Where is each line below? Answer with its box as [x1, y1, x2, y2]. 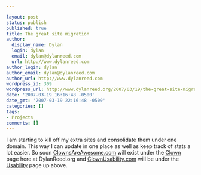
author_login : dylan [6, 64, 58, 70]
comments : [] [6, 120, 39, 126]
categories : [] [6, 103, 44, 109]
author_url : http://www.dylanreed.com [6, 76, 103, 82]
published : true [6, 25, 47, 31]
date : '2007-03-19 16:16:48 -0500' [6, 92, 95, 98]
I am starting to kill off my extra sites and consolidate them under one [6, 136, 178, 144]
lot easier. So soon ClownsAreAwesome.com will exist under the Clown [6, 149, 181, 156]
